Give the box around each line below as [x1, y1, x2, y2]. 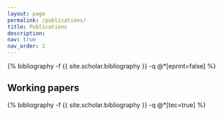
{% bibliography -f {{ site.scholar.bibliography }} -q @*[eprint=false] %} [7, 62, 217, 70]
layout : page [7, 10, 46, 17]
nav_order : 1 [7, 43, 46, 50]
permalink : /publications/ [7, 17, 87, 24]
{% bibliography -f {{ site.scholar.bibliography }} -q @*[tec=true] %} [7, 101, 206, 109]
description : [7, 29, 46, 37]
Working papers [7, 82, 79, 94]
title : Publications [7, 23, 68, 30]
